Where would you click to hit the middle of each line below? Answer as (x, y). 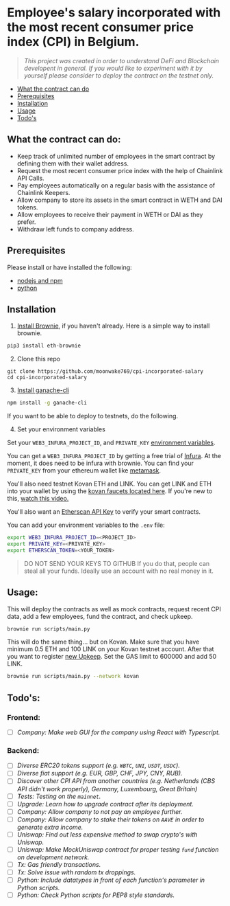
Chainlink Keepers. (43, 192)
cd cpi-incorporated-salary (47, 378)
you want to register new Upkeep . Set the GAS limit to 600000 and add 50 (112, 657)
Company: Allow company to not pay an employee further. (100, 811)
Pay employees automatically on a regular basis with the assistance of (116, 185)
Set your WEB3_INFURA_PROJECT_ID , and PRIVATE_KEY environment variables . (111, 443)
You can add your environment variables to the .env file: (86, 525)
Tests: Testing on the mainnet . (59, 796)
